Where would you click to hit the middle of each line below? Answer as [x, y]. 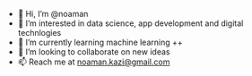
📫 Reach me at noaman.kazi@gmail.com [94, 62]
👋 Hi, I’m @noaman [53, 14]
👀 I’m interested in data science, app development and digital [130, 23]
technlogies [39, 33]
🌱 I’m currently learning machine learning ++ [100, 42]
